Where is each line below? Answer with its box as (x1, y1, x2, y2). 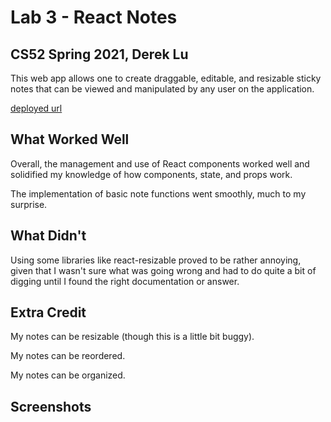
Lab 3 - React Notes (10, 6, 178, 29)
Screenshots (10, 398, 92, 415)
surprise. (10, 198, 48, 210)
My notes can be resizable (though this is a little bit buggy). (10, 331, 255, 343)
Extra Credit (10, 304, 87, 321)
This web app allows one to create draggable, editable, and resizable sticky (10, 72, 322, 84)
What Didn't (10, 227, 87, 245)
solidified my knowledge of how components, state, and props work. (10, 168, 293, 180)
